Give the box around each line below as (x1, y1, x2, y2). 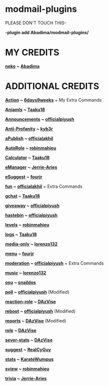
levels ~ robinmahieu (5, 221, 50, 227)
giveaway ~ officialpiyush (5, 202, 60, 209)
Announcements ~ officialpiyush (5, 116, 74, 122)
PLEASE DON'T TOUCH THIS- (5, 20, 67, 26)
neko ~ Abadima (5, 63, 40, 69)
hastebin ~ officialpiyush (5, 212, 58, 218)
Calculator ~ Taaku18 (5, 155, 50, 161)
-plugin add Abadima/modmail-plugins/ (5, 29, 89, 35)
